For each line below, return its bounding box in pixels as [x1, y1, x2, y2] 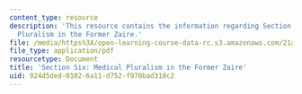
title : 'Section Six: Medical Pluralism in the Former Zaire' [9, 64, 247, 73]
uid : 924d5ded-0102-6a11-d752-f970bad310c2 [9, 72, 175, 81]
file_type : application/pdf [9, 47, 115, 56]
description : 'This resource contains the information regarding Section [9, 21, 292, 30]
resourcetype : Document [9, 55, 99, 64]
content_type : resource [9, 13, 99, 22]
